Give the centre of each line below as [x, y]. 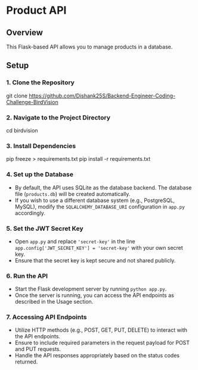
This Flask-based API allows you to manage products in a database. [89, 47]
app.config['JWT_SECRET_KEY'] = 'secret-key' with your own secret [99, 247]
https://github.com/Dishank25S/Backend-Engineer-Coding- [102, 96]
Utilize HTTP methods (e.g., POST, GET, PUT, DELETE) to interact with [101, 330]
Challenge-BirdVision [32, 102]
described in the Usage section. [54, 302]
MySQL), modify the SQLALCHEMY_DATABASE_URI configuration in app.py [100, 206]
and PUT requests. [38, 349]
